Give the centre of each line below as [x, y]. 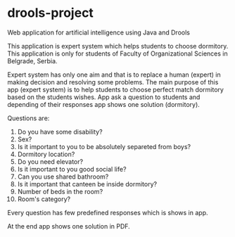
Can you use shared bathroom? [63, 177]
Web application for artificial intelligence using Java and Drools [99, 32]
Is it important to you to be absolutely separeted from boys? [104, 146]
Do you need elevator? [50, 161]
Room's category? [44, 199]
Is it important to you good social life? [72, 169]
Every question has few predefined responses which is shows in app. [108, 212]
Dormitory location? [46, 154]
